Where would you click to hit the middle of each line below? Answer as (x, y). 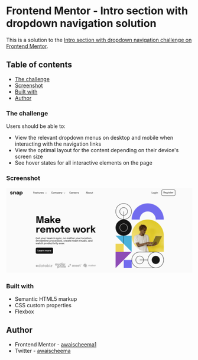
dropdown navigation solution (81, 23)
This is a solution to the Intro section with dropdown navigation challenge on (99, 40)
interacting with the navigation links (58, 144)
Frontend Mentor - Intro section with (97, 11)
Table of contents (39, 65)
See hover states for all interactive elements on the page (83, 163)
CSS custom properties (43, 305)
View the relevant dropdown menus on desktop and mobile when (94, 138)
